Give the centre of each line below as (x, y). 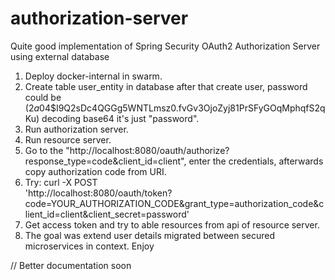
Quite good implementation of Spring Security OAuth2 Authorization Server (165, 46)
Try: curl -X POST (61, 182)
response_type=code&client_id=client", (105, 161)
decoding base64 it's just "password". (120, 118)
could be (43, 97)
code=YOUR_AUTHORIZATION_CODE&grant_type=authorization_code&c (174, 203)
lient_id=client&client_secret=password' (107, 214)
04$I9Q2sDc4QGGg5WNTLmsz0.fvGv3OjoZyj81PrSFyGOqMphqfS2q (182, 108)
